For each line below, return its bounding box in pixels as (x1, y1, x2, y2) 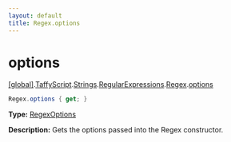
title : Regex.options (8, 19, 81, 27)
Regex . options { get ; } (8, 95, 88, 104)
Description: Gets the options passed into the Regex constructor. (8, 125, 224, 135)
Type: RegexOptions (8, 109, 77, 120)
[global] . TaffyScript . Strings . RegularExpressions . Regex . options (8, 80, 213, 89)
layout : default (8, 11, 62, 20)
